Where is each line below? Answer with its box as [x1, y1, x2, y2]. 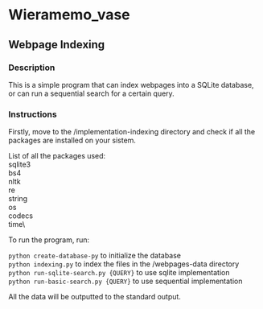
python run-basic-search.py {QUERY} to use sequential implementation [8, 276, 243, 286]
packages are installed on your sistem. [8, 135, 137, 146]
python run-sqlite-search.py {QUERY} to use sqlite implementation [8, 268, 230, 278]
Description [8, 62, 55, 73]
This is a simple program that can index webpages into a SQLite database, [8, 80, 255, 89]
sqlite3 [8, 159, 31, 170]
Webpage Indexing [8, 38, 105, 51]
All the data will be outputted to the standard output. [8, 292, 181, 302]
